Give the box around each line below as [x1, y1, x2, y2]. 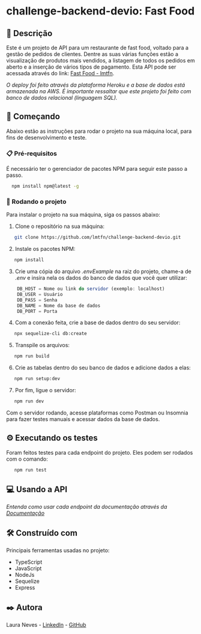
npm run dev [14, 398, 44, 404]
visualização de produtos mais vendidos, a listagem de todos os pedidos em [6, 57, 195, 64]
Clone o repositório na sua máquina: [14, 223, 105, 230]
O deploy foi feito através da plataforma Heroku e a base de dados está [6, 81, 185, 88]
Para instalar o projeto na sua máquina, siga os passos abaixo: [6, 211, 161, 218]
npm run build [14, 353, 50, 359]
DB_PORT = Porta [17, 308, 58, 314]
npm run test [14, 467, 47, 473]
